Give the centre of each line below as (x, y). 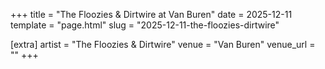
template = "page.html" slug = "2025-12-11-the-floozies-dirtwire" (145, 25)
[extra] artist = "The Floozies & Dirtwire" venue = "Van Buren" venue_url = (163, 44)
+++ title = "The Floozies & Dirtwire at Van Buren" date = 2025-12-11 (151, 14)
